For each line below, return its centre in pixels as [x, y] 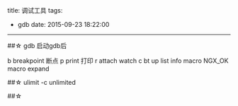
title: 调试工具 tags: [35, 10]
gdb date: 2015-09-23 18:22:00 [63, 24]
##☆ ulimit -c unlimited [42, 82]
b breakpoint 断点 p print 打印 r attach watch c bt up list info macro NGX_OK [118, 61]
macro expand [28, 69]
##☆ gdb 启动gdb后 [37, 46]
